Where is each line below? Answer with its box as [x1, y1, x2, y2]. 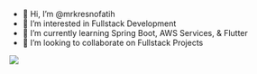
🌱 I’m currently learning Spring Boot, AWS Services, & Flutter [22, 28, 248, 38]
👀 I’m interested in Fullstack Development [22, 18, 177, 29]
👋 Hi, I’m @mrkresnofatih [22, 9, 115, 19]
